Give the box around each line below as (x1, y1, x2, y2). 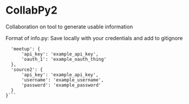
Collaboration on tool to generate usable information (5, 23, 133, 30)
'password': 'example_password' (21, 82, 101, 88)
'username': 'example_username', (21, 77, 104, 83)
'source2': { (11, 66, 43, 73)
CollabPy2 (5, 4, 57, 17)
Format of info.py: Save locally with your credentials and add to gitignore (5, 34, 183, 41)
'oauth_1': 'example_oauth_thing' (21, 56, 107, 62)
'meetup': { (11, 45, 41, 52)
